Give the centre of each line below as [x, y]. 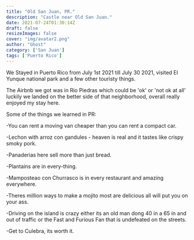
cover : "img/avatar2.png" [38, 39]
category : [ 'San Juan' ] [35, 50]
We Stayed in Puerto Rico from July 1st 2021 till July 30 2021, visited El [92, 72]
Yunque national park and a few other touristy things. [71, 79]
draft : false [22, 28]
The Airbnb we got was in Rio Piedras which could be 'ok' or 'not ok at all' [96, 90]
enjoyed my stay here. [33, 103]
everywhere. [22, 184]
